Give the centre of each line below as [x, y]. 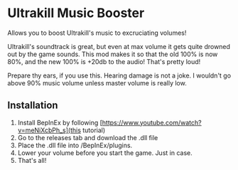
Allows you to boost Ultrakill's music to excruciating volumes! [97, 33]
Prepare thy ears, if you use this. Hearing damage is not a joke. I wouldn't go [119, 75]
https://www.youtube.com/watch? [152, 122]
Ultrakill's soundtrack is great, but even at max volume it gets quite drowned [119, 46]
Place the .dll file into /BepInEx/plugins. [75, 145]
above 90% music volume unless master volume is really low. [97, 83]
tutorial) [94, 130]
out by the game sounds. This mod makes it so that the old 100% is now [113, 54]
